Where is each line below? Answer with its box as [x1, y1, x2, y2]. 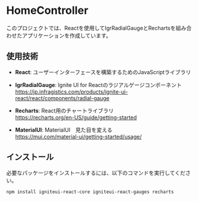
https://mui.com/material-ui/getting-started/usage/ [14, 133, 142, 140]
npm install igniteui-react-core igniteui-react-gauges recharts [6, 188, 174, 195]
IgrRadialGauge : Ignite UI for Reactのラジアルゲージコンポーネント [14, 81, 182, 88]
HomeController [6, 4, 89, 18]
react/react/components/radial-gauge [14, 94, 110, 101]
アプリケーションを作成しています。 [22, 31, 112, 39]
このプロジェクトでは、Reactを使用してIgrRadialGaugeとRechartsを [6, 24, 176, 31]
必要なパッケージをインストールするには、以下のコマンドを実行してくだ [6, 169, 186, 176]
